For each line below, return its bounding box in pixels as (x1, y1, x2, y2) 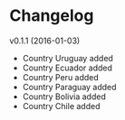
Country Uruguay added (22, 52, 113, 63)
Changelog (9, 5, 94, 26)
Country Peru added (22, 71, 100, 82)
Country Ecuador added (22, 62, 113, 73)
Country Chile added (22, 100, 101, 111)
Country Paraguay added (22, 81, 117, 92)
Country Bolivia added (22, 91, 106, 102)
